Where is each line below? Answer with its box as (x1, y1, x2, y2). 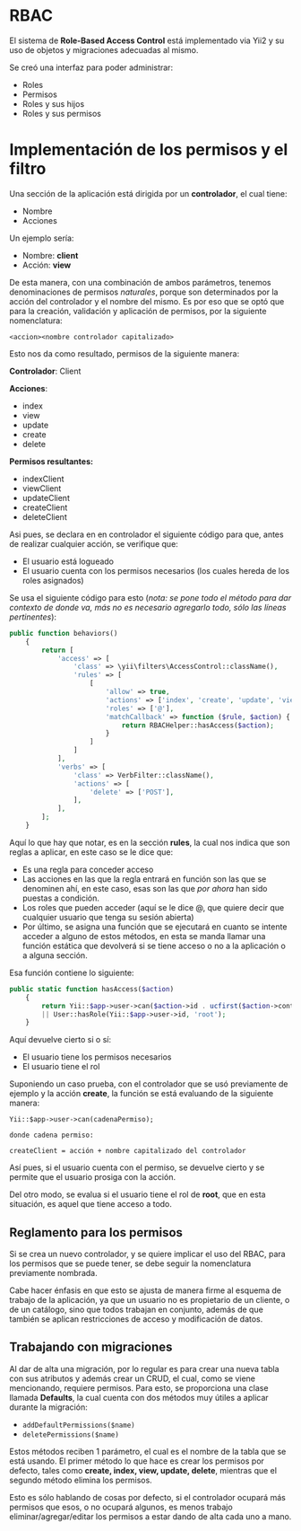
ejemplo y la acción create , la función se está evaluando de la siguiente (9, 1088, 274, 1099)
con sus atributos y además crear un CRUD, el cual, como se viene (9, 1373, 256, 1384)
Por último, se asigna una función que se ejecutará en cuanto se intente (21, 921, 288, 932)
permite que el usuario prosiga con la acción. (9, 1172, 176, 1183)
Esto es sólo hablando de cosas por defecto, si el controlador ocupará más (9, 1491, 287, 1502)
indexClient (21, 473, 64, 484)
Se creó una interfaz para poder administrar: (9, 62, 173, 73)
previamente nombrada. (9, 1268, 98, 1279)
